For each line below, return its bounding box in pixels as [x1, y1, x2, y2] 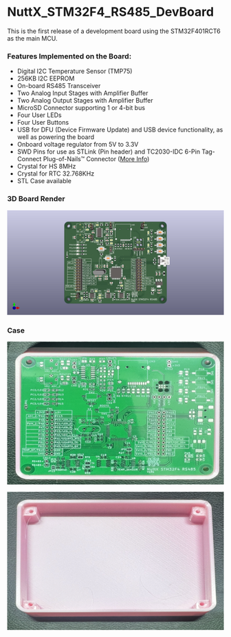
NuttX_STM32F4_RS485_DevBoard [7, 4, 214, 20]
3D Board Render [7, 194, 65, 204]
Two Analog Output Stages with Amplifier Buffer [16, 96, 153, 105]
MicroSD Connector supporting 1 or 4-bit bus [16, 104, 146, 112]
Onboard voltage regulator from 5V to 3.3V [16, 140, 139, 149]
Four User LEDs [16, 111, 62, 119]
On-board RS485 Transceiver [16, 82, 101, 90]
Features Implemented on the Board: [7, 51, 132, 61]
